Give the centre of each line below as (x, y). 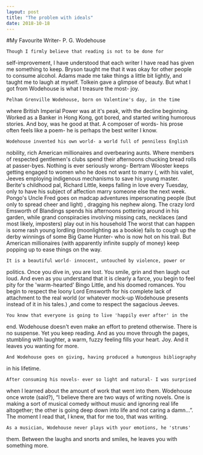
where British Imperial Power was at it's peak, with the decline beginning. (98, 111)
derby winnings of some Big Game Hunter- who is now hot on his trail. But (99, 237)
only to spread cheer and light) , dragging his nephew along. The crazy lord (101, 205)
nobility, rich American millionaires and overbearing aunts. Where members (100, 153)
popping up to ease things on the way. (54, 250)
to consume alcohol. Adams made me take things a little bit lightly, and (94, 76)
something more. (28, 446)
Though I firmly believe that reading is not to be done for (85, 52)
